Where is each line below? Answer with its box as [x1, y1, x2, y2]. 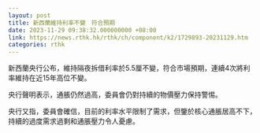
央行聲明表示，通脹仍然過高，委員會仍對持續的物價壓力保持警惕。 [8, 90, 222, 99]
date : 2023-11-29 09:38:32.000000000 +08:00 [8, 26, 157, 34]
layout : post [8, 11, 51, 20]
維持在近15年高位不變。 [14, 73, 91, 83]
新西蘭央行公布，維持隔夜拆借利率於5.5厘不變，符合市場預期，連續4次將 [8, 64, 244, 73]
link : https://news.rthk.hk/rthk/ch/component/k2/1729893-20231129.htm [8, 33, 248, 42]
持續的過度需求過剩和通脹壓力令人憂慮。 [8, 116, 139, 126]
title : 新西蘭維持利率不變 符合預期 [8, 19, 116, 27]
